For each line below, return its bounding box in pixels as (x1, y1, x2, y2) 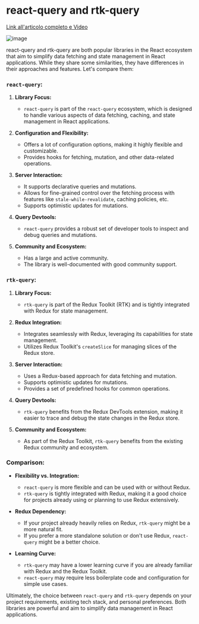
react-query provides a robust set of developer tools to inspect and (23, 225, 189, 232)
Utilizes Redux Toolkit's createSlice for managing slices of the (23, 343, 177, 350)
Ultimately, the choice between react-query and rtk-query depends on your (6, 592, 192, 599)
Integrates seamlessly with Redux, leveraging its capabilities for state (23, 330, 193, 337)
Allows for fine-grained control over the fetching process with (23, 189, 175, 196)
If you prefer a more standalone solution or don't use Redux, (23, 532, 171, 539)
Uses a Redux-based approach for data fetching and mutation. (23, 372, 177, 379)
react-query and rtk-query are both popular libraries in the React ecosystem (6, 46, 192, 54)
